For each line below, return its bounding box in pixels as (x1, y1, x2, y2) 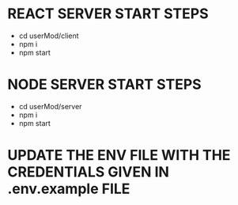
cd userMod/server (18, 101, 82, 111)
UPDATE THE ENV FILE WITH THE (7, 146, 231, 165)
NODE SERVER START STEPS (7, 76, 202, 93)
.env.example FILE (7, 180, 130, 198)
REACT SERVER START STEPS (7, 5, 209, 23)
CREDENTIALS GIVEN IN (7, 163, 169, 181)
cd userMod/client (18, 31, 80, 40)
